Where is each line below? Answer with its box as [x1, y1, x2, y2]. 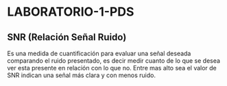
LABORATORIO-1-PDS [7, 4, 134, 20]
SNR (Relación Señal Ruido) [7, 31, 127, 43]
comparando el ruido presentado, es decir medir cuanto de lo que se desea [7, 57, 221, 65]
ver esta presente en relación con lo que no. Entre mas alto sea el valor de [7, 64, 217, 72]
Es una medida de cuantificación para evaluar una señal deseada [7, 49, 191, 57]
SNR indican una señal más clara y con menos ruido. [7, 71, 156, 79]
